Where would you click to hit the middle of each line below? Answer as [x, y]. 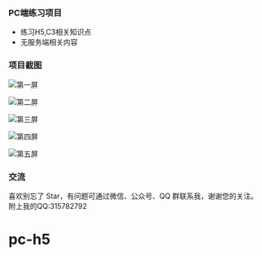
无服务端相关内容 [49, 42]
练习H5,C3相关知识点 [56, 32]
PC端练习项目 [35, 12]
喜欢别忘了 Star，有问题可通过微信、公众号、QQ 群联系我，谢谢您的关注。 [133, 196]
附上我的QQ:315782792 [48, 206]
